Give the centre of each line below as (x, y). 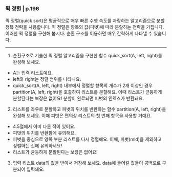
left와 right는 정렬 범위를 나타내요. (47, 79)
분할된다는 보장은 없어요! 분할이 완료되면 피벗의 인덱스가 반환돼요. (78, 98)
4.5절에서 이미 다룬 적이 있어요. (44, 126)
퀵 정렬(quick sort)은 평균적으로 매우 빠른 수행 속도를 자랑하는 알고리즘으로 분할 (85, 21)
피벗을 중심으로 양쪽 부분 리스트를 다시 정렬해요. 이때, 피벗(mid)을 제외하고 (87, 139)
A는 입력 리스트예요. (33, 73)
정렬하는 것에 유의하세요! (37, 146)
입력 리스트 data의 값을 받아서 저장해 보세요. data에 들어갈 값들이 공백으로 (87, 163)
